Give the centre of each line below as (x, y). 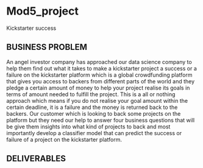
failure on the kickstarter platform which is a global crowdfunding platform (100, 75)
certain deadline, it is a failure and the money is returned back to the (92, 107)
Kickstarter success (31, 28)
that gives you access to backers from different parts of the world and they (101, 81)
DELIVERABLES (36, 159)
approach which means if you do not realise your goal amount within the (97, 100)
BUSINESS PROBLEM (47, 47)
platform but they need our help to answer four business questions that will (101, 120)
